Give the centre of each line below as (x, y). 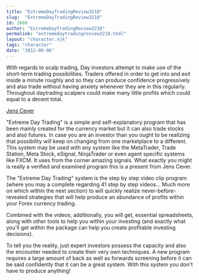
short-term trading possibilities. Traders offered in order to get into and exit (98, 74)
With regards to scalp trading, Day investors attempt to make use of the (94, 67)
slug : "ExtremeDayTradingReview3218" (54, 17)
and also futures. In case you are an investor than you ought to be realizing (98, 135)
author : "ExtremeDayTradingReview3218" (56, 28)
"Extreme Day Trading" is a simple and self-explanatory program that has (96, 122)
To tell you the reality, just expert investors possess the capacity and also (96, 245)
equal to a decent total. (35, 99)
